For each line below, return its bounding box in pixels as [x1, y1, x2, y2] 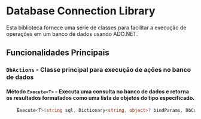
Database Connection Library [6, 4, 156, 18]
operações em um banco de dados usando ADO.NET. [6, 30, 138, 37]
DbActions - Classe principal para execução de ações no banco [6, 66, 191, 74]
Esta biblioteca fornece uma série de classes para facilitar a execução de [6, 24, 187, 31]
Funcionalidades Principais [6, 48, 109, 58]
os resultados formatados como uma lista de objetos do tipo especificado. [6, 94, 195, 101]
